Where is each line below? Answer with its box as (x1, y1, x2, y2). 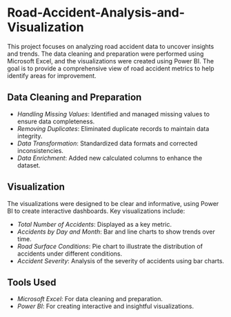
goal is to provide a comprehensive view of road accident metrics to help (7, 64, 214, 72)
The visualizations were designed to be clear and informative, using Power (7, 199, 219, 207)
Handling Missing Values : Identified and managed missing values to (17, 110, 210, 118)
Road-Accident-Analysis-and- (7, 5, 185, 21)
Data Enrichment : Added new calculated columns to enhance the (17, 154, 203, 162)
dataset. (17, 161, 41, 170)
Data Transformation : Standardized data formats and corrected (17, 139, 198, 147)
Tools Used (7, 276, 57, 288)
